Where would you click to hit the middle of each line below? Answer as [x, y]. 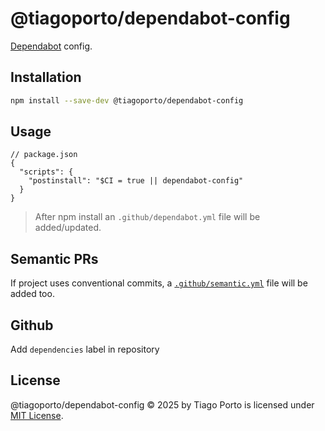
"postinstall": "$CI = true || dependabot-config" [136, 181]
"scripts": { [46, 172]
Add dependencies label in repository [85, 349]
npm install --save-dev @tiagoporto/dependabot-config [127, 100]
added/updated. [68, 228]
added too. [32, 294]
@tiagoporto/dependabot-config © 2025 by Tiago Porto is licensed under [162, 404]
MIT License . [37, 415]
